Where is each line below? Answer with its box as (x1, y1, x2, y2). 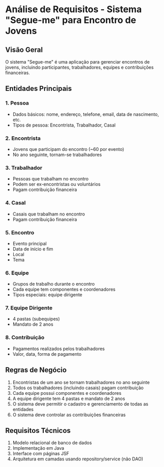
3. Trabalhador (5, 164, 43, 171)
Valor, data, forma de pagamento (12, 351, 82, 357)
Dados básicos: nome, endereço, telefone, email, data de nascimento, (12, 111, 159, 117)
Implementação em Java (12, 445, 64, 451)
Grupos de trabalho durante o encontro (12, 281, 95, 287)
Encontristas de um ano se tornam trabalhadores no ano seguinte (12, 379, 150, 385)
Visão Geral (5, 45, 43, 54)
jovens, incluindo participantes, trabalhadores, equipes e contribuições (5, 65, 154, 70)
